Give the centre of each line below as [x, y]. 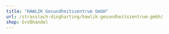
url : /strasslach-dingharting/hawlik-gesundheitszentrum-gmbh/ [85, 17]
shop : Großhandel [27, 22]
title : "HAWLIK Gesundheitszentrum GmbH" [57, 11]
